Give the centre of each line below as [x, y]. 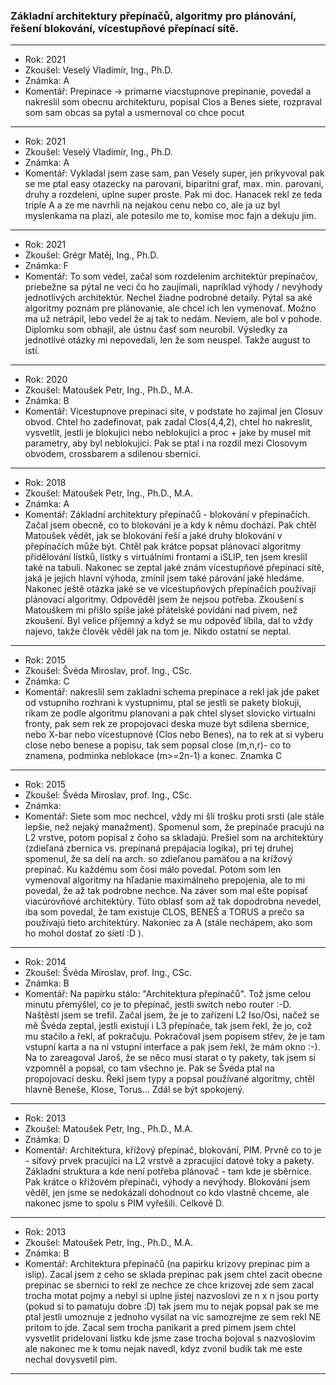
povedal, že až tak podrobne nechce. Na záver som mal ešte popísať [166, 891]
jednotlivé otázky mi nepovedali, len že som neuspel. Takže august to [167, 340]
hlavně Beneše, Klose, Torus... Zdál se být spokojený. [134, 1090]
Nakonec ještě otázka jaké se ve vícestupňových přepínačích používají [170, 589]
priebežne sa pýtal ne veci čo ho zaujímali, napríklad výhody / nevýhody [173, 287]
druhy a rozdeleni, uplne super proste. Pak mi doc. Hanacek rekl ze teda [173, 195]
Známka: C [47, 681]
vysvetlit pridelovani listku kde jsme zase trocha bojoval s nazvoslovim [170, 1338]
